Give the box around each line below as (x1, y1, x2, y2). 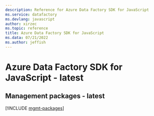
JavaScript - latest (5, 72, 84, 83)
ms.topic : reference (5, 26, 49, 31)
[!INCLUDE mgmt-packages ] (5, 105, 64, 111)
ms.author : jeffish (5, 40, 46, 45)
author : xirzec (5, 21, 37, 26)
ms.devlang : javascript (5, 16, 55, 21)
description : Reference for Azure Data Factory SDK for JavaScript (5, 7, 149, 12)
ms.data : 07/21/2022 (5, 35, 49, 40)
